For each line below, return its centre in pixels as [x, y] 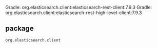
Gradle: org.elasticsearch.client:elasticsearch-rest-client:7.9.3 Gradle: [79, 7]
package [20, 29]
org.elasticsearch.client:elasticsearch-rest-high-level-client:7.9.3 [74, 13]
